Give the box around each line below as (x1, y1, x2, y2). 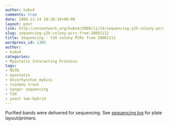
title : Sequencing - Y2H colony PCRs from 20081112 (5, 36, 116, 41)
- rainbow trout (5, 82, 39, 87)
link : (5, 26, 17, 31)
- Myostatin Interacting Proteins (5, 59, 78, 64)
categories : (5, 54, 30, 59)
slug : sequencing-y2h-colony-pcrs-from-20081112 (5, 31, 109, 36)
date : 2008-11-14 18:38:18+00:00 (5, 17, 75, 22)
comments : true (5, 12, 37, 17)
